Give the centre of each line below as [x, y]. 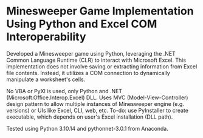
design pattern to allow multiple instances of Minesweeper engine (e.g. [95, 103]
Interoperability [46, 37]
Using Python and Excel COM [82, 24]
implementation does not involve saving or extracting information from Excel [102, 66]
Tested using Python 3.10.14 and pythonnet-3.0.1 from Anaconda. [88, 128]
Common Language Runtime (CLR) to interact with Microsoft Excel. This [96, 60]
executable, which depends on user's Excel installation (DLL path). [90, 117]
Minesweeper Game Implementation [100, 11]
